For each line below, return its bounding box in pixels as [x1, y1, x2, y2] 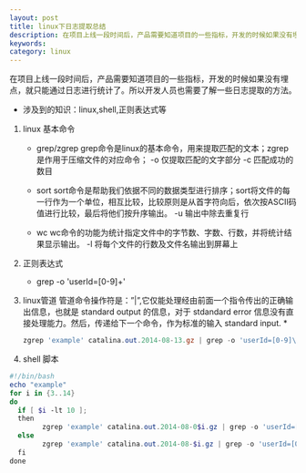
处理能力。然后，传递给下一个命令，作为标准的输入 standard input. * [30, 318, 288, 329]
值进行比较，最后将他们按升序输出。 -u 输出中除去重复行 [36, 208, 250, 219]
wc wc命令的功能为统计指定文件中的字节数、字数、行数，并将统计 [36, 227, 284, 238]
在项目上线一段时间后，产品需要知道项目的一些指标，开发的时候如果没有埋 [9, 74, 289, 85]
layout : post [9, 13, 59, 23]
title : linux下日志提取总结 [9, 22, 107, 31]
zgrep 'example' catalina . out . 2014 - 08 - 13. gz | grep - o [22, 336, 236, 345]
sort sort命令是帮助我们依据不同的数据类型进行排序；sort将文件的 [36, 185, 283, 196]
